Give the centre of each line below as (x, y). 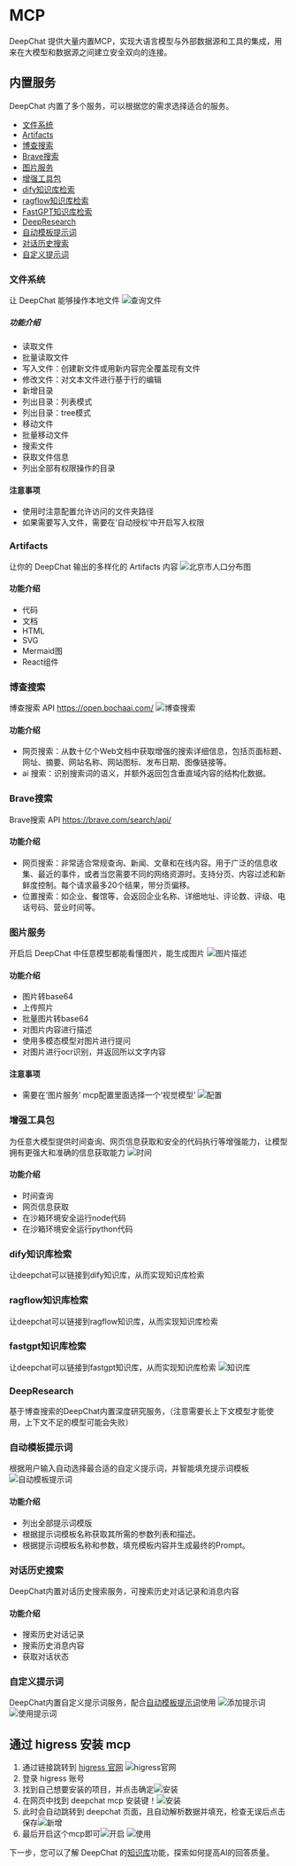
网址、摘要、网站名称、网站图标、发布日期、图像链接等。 (126, 762)
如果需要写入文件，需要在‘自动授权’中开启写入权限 (113, 523)
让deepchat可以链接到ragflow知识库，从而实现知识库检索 (114, 1321)
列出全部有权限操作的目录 (68, 468)
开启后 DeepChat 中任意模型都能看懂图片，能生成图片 (107, 953)
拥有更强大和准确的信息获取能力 (67, 1152)
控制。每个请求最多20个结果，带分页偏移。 (116, 885)
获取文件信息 (45, 457)
